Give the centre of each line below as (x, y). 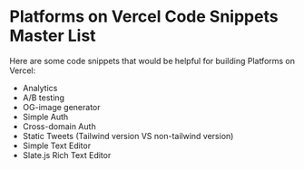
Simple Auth (45, 117)
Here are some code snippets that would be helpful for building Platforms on (152, 61)
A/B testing (44, 98)
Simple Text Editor (57, 146)
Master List (53, 36)
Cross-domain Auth (59, 126)
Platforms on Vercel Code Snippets (144, 17)
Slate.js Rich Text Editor (67, 155)
